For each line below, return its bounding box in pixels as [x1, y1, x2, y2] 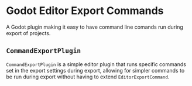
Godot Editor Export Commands [6, 4, 164, 18]
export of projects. [6, 29, 51, 36]
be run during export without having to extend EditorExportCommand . [6, 73, 170, 80]
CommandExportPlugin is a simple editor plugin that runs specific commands [6, 60, 186, 68]
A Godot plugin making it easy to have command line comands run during [6, 23, 183, 30]
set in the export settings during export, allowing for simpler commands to [6, 67, 185, 74]
